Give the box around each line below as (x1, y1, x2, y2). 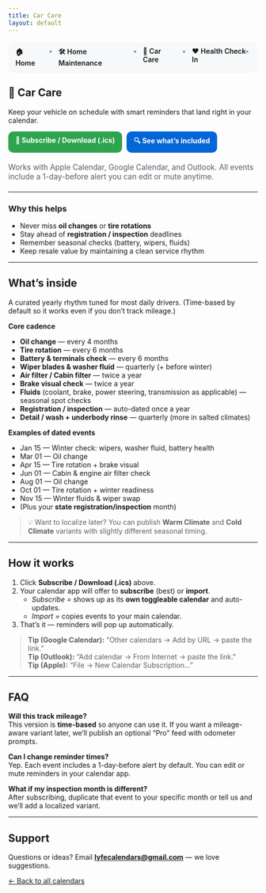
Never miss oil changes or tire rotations (19, 221, 152, 230)
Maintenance (58, 59, 103, 68)
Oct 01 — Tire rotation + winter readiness (19, 484, 154, 495)
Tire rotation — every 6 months (19, 345, 124, 355)
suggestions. (8, 861, 51, 871)
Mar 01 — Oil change (19, 451, 89, 461)
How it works (8, 557, 74, 570)
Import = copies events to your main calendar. (31, 611, 182, 621)
